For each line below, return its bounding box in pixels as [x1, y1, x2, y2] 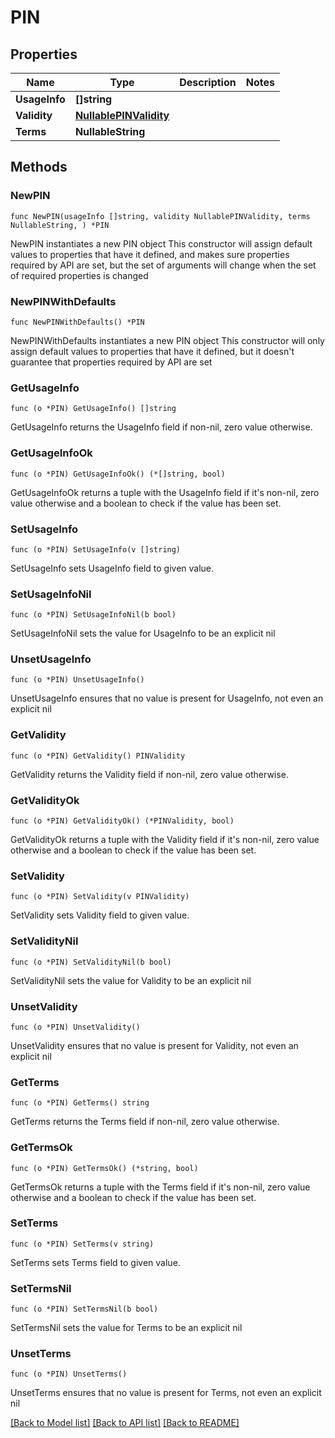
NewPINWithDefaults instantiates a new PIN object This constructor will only [10, 334, 325, 346]
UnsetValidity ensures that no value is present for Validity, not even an [10, 1039, 299, 1051]
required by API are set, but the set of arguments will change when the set [10, 259, 317, 271]
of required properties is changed [10, 269, 149, 281]
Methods [10, 159, 68, 176]
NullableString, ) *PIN [10, 220, 110, 230]
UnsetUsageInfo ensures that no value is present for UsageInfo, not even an [10, 692, 324, 705]
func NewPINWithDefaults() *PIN [10, 317, 145, 327]
